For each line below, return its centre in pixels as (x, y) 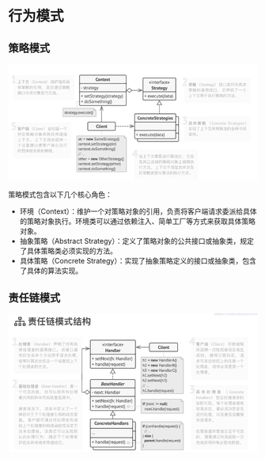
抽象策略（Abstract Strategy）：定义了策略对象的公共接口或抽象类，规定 (137, 241)
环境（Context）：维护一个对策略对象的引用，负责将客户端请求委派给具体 (138, 211)
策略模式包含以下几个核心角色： (60, 194)
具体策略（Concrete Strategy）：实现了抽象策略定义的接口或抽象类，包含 (138, 260)
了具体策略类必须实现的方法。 (68, 251)
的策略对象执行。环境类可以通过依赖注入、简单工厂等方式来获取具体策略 (137, 221)
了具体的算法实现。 (51, 271)
